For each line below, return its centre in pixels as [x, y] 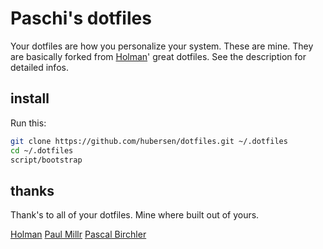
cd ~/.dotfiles [42, 150]
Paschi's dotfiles [81, 18]
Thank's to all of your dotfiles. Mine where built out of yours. [135, 215]
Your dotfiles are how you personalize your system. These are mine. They [162, 46]
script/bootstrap [46, 160]
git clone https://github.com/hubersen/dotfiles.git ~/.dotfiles [149, 141]
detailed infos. [39, 67]
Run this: [28, 123]
